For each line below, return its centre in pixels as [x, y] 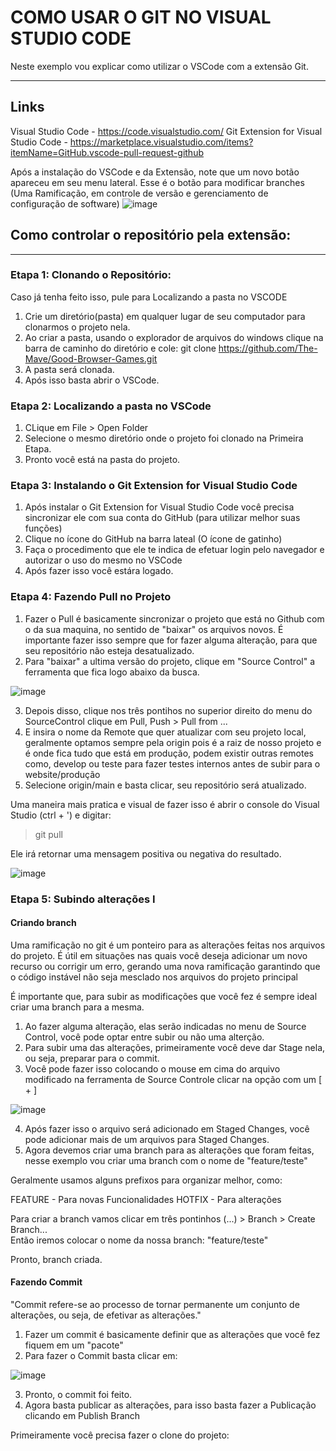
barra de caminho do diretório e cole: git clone [120, 348]
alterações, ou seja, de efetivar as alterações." [106, 1315]
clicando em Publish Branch [82, 1416]
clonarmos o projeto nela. [77, 327]
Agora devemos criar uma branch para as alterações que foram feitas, [169, 1150]
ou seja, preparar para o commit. [92, 1058]
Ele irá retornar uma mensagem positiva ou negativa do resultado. [146, 853]
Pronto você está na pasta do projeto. [102, 460]
